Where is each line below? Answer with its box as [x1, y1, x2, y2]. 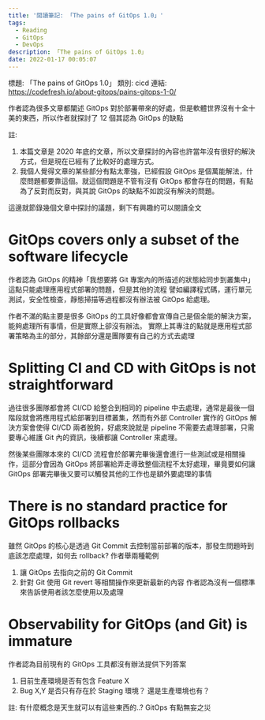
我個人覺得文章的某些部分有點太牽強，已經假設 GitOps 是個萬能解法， [19, 166, 247, 176]
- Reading [15, 26, 47, 34]
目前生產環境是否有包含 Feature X [19, 676, 130, 685]
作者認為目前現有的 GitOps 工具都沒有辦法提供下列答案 [8, 659, 187, 669]
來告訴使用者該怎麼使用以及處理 [19, 587, 124, 596]
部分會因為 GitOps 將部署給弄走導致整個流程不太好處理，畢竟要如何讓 [28, 459, 256, 468]
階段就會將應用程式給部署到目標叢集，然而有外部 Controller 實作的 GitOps [8, 412, 248, 422]
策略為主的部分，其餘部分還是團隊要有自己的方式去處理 [14, 330, 195, 340]
